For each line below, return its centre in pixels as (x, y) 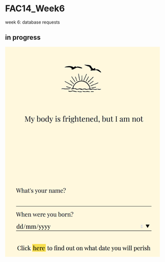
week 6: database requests (33, 22)
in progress (23, 38)
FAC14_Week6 (35, 9)
